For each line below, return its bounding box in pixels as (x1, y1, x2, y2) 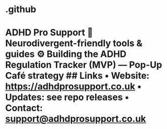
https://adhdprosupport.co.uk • (5, 81, 142, 92)
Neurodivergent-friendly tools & (5, 38, 143, 49)
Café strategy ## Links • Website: (5, 70, 150, 82)
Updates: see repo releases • (5, 91, 130, 103)
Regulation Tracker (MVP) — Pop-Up (5, 59, 162, 71)
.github (5, 4, 36, 15)
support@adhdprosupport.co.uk (5, 113, 146, 125)
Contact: (5, 103, 43, 114)
